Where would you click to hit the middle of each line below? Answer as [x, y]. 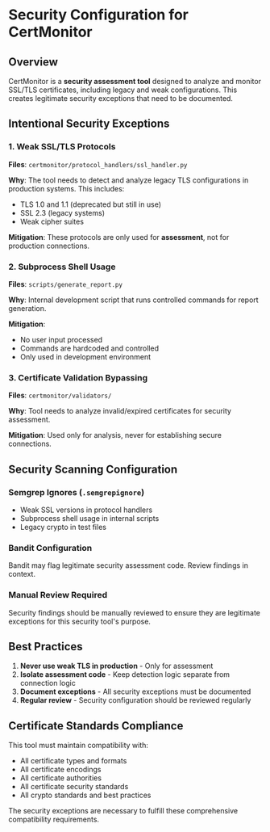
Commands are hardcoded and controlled [89, 348]
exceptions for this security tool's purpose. [80, 621]
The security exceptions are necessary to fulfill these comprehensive [123, 811]
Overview [33, 62]
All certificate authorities [61, 778]
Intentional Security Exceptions [89, 124]
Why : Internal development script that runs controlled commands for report [134, 300]
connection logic [48, 683]
